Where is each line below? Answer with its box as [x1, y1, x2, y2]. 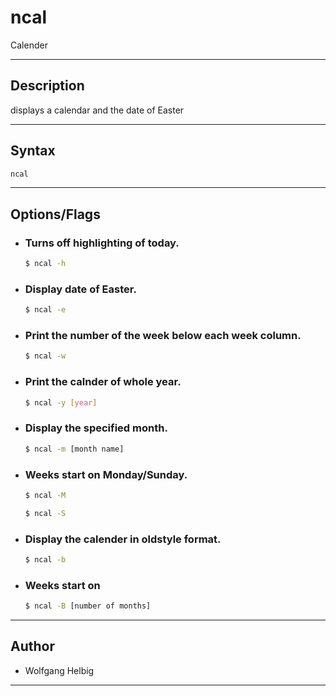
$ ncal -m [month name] [24, 444, 125, 454]
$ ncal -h [24, 259, 67, 269]
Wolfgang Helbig [24, 664, 95, 676]
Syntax [10, 142, 56, 160]
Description [10, 77, 85, 95]
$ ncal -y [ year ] [24, 397, 98, 408]
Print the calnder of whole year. [24, 375, 182, 389]
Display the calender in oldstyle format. [24, 532, 222, 546]
